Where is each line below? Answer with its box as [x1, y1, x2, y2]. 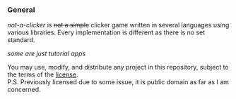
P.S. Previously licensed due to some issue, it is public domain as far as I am [7, 78, 230, 86]
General [7, 5, 35, 15]
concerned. [7, 86, 41, 94]
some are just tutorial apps [7, 49, 86, 58]
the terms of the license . [7, 70, 78, 79]
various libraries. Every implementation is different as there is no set [7, 28, 206, 37]
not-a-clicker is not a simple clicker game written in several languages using [7, 21, 230, 29]
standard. [7, 36, 35, 44]
